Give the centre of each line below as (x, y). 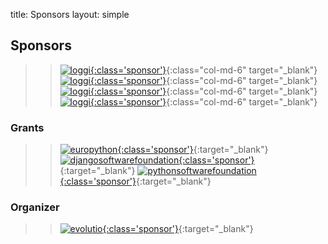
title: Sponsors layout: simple (70, 14)
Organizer (35, 207)
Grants (27, 127)
